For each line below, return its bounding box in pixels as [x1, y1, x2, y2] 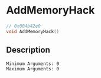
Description [6, 45, 50, 55]
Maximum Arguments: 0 [6, 66, 60, 71]
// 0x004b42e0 [6, 23, 41, 29]
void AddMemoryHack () [6, 28, 60, 34]
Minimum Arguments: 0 [6, 60, 60, 67]
